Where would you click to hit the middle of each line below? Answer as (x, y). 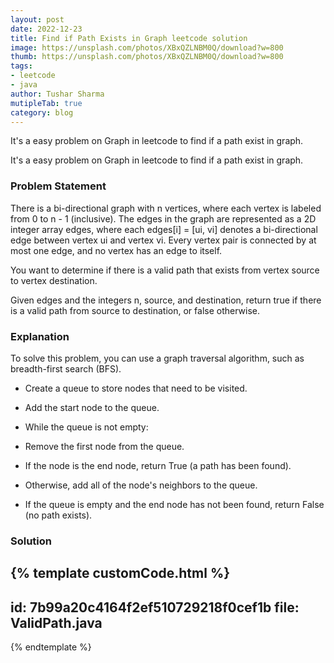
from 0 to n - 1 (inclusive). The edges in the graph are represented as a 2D (163, 218)
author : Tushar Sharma (57, 94)
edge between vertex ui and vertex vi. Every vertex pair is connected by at (163, 240)
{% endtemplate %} (51, 647)
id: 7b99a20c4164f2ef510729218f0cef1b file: (155, 607)
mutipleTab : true (46, 103)
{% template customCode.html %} (120, 573)
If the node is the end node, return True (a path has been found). (158, 465)
